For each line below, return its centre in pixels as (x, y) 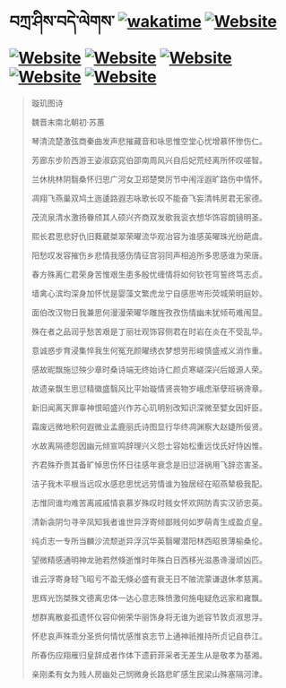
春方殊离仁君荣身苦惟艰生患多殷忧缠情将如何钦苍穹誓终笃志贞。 (149, 274)
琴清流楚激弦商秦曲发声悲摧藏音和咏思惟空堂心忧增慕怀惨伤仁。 (149, 141)
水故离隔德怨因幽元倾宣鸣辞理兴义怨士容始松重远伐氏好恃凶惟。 (149, 445)
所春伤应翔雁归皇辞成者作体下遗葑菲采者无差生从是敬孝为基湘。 (149, 655)
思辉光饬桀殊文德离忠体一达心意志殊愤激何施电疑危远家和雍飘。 (149, 598)
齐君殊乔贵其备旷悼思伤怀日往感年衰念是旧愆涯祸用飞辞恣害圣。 (149, 464)
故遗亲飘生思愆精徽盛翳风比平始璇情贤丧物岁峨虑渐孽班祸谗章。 (149, 388)
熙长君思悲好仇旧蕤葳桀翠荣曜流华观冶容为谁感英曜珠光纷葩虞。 (149, 236)
